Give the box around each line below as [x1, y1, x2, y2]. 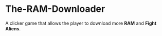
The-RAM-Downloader [5, 3, 105, 15]
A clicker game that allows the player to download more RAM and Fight [5, 20, 157, 26]
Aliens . [5, 25, 21, 31]
